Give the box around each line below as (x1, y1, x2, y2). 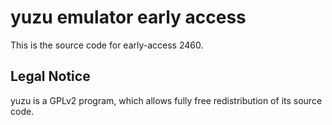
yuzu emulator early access (10, 6, 247, 29)
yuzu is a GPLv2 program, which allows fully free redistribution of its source (10, 94, 323, 106)
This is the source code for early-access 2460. (10, 39, 204, 51)
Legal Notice (10, 68, 91, 85)
